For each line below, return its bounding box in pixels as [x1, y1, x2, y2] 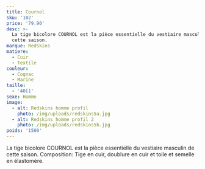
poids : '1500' [6, 128, 43, 134]
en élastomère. [6, 157, 44, 164]
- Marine [12, 77, 34, 83]
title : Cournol [6, 9, 45, 15]
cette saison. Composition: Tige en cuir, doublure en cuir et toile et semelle [6, 151, 195, 158]
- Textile [12, 60, 37, 66]
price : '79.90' [6, 20, 45, 26]
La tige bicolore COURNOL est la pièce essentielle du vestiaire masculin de [6, 144, 195, 151]
